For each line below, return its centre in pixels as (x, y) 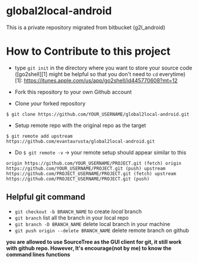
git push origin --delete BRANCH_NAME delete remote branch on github (102, 230)
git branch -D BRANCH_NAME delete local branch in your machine (92, 224)
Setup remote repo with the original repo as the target (80, 125)
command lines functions (38, 254)
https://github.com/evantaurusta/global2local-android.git (81, 141)
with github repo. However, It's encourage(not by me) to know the (89, 248)
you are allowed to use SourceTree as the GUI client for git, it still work (94, 242)
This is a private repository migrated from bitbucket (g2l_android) (86, 27)
